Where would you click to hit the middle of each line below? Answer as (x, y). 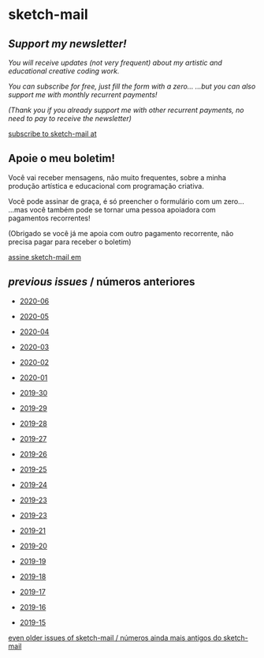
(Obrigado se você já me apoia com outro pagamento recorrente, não (121, 233)
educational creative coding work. (64, 71)
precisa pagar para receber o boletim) (70, 242)
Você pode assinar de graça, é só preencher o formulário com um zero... (126, 201)
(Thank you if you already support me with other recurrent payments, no (126, 110)
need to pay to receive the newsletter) (70, 118)
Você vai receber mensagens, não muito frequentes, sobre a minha (117, 177)
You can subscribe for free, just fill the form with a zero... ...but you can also (132, 86)
